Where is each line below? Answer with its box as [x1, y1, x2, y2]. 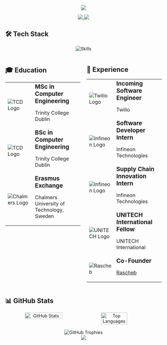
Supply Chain [116, 165, 155, 173]
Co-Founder [116, 257, 152, 265]
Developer [116, 126, 146, 134]
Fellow [116, 225, 135, 233]
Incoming [116, 79, 143, 87]
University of [34, 200, 65, 207]
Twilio [116, 106, 130, 113]
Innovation [116, 172, 147, 180]
